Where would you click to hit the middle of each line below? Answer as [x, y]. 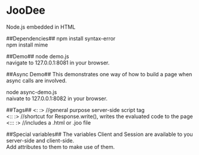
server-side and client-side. [40, 140]
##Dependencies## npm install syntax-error [61, 38]
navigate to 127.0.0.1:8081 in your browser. [58, 63]
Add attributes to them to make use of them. [61, 147]
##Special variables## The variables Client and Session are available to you [99, 134]
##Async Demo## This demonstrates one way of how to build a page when [99, 74]
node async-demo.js [32, 92]
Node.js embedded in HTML [41, 27]
